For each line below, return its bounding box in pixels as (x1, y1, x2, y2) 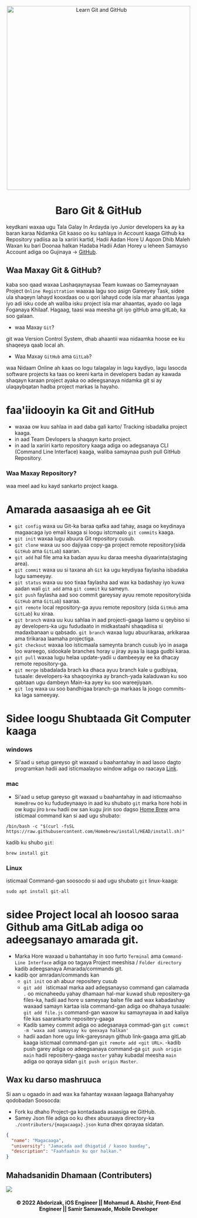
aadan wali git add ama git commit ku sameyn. (14, 585, 130, 592)
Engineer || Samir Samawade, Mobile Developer (39, 1205, 158, 1212)
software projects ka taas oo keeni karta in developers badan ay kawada (6, 370, 181, 377)
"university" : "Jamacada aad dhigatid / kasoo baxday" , (11, 1143, 151, 1149)
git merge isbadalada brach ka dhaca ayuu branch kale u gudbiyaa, (14, 666, 178, 673)
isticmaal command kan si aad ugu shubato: (14, 812, 121, 819)
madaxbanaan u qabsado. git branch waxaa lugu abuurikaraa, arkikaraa (14, 629, 190, 636)
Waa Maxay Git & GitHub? (6, 265, 101, 276)
